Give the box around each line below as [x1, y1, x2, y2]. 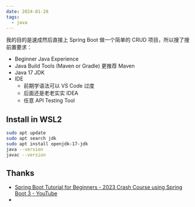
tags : [6, 14, 19, 20]
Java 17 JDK [14, 69, 45, 76]
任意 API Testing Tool [23, 97, 75, 104]
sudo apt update [6, 130, 46, 136]
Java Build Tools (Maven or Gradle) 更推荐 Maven [14, 62, 135, 69]
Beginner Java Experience [14, 55, 79, 62]
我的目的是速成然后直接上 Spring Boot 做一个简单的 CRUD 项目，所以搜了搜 [6, 36, 190, 44]
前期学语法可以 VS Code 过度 [23, 82, 95, 89]
